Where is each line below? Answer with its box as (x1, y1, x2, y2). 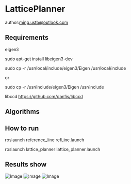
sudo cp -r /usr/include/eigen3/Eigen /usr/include (5, 84, 104, 90)
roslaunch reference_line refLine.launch (5, 137, 84, 143)
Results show (5, 160, 47, 168)
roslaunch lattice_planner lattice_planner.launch (5, 146, 100, 152)
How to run (5, 124, 39, 132)
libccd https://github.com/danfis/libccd (5, 93, 83, 99)
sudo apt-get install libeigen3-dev (5, 56, 73, 62)
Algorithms (5, 108, 40, 116)
